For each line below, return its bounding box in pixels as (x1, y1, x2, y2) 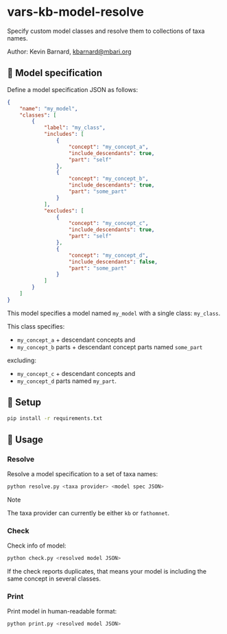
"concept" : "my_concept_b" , (68, 176, 149, 183)
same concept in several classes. (7, 574, 101, 583)
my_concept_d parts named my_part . (16, 377, 117, 385)
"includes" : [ (43, 131, 84, 138)
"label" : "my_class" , (43, 124, 106, 131)
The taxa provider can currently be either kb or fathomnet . (7, 509, 170, 517)
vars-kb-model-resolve (7, 4, 144, 20)
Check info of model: (7, 541, 67, 550)
